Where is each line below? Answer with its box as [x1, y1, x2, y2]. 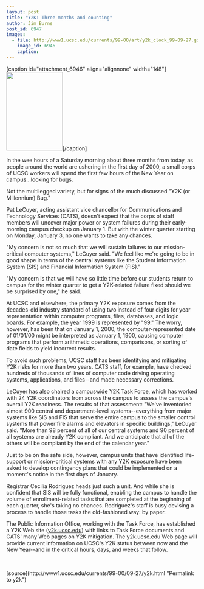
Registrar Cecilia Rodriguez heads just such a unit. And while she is [6, 482, 175, 490]
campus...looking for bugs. [6, 176, 73, 183]
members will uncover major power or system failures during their [6, 218, 171, 226]
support [6, 458, 26, 465]
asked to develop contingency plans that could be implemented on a [6, 464, 177, 472]
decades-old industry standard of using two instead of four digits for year [6, 305, 191, 313]
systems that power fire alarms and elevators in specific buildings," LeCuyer [6, 420, 197, 427]
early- [172, 218, 188, 226]
